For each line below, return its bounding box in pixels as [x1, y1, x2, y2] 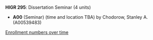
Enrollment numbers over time [5, 29, 69, 35]
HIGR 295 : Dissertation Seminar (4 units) [5, 5, 91, 10]
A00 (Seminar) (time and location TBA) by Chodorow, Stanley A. [12, 14, 148, 20]
